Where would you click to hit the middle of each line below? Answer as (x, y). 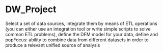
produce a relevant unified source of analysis (53, 45)
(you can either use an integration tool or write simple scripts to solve (78, 29)
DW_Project (31, 9)
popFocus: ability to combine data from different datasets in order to (77, 40)
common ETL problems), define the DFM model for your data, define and (82, 34)
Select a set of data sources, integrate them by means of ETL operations (81, 23)
